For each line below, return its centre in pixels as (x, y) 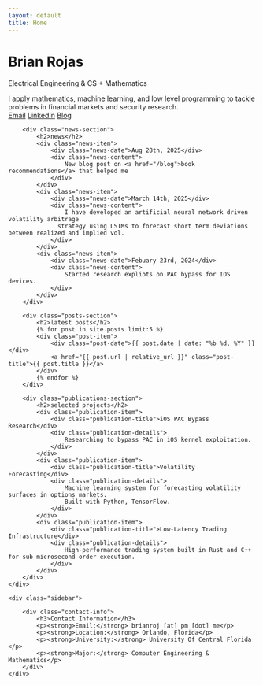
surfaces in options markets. (58, 495)
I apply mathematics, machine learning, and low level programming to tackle (132, 98)
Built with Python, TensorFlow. (117, 502)
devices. (22, 281)
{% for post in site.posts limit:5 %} (100, 330)
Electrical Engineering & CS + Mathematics (78, 83)
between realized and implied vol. (67, 233)
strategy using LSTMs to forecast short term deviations (153, 226)
